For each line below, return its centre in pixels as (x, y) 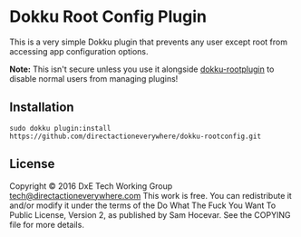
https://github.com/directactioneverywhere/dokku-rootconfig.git (135, 136)
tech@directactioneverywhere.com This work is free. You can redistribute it (150, 195)
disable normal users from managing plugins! (94, 78)
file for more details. (47, 224)
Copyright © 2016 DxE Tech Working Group (91, 186)
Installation (42, 108)
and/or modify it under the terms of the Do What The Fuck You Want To (143, 205)
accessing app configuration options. (79, 51)
